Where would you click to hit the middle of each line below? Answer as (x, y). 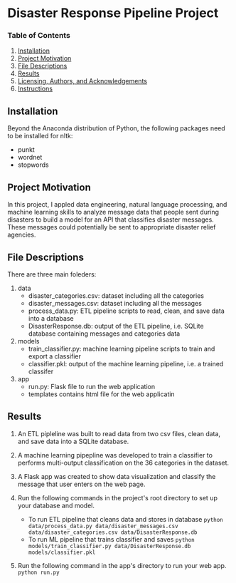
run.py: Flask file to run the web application (91, 386)
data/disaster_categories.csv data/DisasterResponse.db (113, 532)
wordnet (30, 158)
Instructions (35, 89)
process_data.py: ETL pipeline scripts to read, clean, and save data (127, 311)
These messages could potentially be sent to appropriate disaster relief (112, 227)
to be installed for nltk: (40, 136)
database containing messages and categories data (104, 334)
